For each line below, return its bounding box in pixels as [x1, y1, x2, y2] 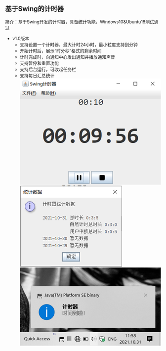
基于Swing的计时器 [5, 4, 64, 13]
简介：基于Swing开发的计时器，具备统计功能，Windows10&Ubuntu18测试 [5, 19, 155, 25]
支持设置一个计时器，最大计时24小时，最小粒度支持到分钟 [19, 42, 138, 47]
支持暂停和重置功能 [19, 60, 59, 66]
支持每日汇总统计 [19, 72, 55, 78]
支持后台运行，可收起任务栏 [19, 66, 77, 72]
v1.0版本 [12, 35, 30, 41]
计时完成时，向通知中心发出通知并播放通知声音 [19, 54, 115, 60]
